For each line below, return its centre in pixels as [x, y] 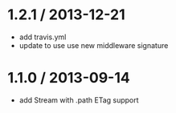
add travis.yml [43, 37]
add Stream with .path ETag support [79, 100]
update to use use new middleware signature [94, 45]
